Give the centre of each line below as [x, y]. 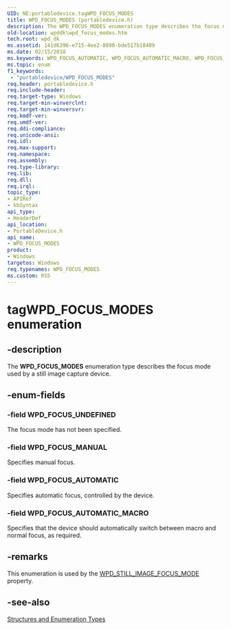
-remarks [27, 557]
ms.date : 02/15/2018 [37, 52]
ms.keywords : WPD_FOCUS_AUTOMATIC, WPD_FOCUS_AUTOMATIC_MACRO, [100, 58]
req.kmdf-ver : [27, 116]
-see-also [29, 602]
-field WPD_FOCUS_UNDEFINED [62, 415]
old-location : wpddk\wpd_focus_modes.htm [67, 33]
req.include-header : [37, 90]
